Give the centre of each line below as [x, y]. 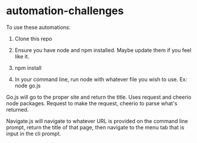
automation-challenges [65, 11]
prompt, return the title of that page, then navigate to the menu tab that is [95, 127]
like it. [22, 56]
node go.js [28, 85]
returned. [17, 109]
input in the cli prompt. [33, 134]
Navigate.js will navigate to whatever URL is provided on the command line [97, 121]
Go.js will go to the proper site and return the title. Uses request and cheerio [99, 97]
